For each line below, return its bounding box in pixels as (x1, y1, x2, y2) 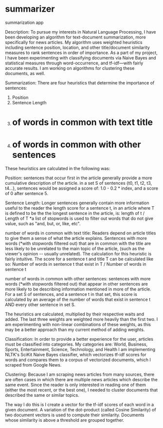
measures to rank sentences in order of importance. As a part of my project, (5, 50, 158, 56)
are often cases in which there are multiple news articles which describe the (5, 377, 158, 383)
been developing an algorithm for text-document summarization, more (5, 34, 146, 40)
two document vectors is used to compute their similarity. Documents (5, 412, 145, 418)
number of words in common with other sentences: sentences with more (5, 276, 151, 282)
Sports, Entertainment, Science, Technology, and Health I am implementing (5, 347, 156, 352)
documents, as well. (5, 70, 45, 76)
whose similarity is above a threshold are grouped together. (5, 417, 125, 423)
